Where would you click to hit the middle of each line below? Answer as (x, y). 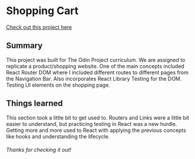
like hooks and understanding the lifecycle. (58, 136)
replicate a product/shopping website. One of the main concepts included (95, 66)
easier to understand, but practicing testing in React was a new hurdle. (92, 124)
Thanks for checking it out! (39, 150)
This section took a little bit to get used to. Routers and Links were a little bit (98, 117)
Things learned (34, 103)
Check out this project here (39, 27)
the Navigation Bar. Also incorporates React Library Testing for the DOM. (94, 78)
